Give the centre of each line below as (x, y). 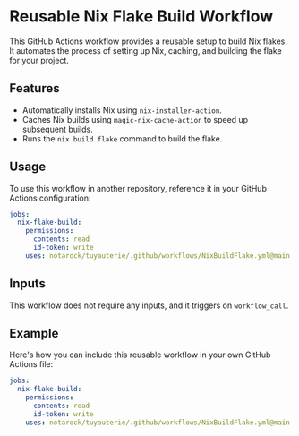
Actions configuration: (50, 198)
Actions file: (31, 364)
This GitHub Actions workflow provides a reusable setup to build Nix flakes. (149, 41)
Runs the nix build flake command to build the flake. (122, 138)
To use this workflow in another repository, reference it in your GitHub (138, 188)
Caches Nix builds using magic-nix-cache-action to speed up (135, 119)
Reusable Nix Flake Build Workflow (141, 17)
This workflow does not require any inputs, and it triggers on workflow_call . (149, 305)
